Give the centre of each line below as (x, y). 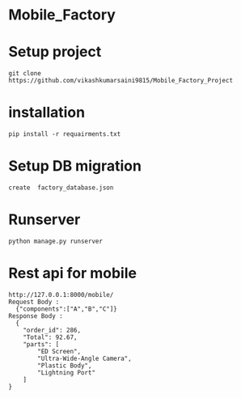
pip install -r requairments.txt (65, 134)
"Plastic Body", (65, 366)
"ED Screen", (59, 351)
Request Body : (34, 302)
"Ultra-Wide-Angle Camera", (85, 358)
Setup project (55, 52)
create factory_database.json (61, 188)
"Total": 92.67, (51, 337)
